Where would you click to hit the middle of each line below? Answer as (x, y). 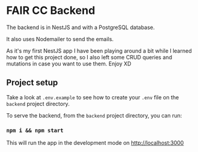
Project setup (32, 83)
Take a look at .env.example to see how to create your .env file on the (93, 97)
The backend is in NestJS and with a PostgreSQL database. (81, 27)
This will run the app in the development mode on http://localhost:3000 (95, 143)
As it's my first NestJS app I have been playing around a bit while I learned (99, 51)
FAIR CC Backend (51, 11)
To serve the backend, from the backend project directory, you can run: (94, 115)
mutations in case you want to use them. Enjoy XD (69, 64)
